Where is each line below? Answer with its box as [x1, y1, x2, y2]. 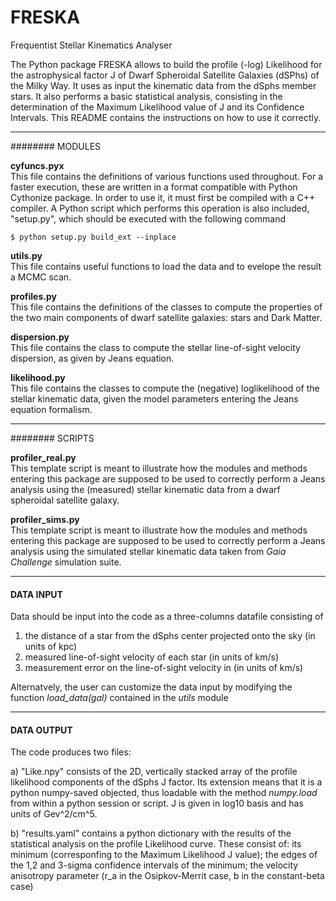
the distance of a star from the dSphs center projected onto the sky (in [24, 630, 316, 642]
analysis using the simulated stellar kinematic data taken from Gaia [10, 545, 287, 557]
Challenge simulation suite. [10, 556, 122, 568]
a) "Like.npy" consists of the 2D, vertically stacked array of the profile [10, 766, 298, 778]
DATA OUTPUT [10, 724, 73, 736]
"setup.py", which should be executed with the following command [10, 212, 286, 225]
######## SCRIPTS [10, 432, 95, 444]
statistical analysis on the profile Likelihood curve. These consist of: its [10, 838, 302, 850]
